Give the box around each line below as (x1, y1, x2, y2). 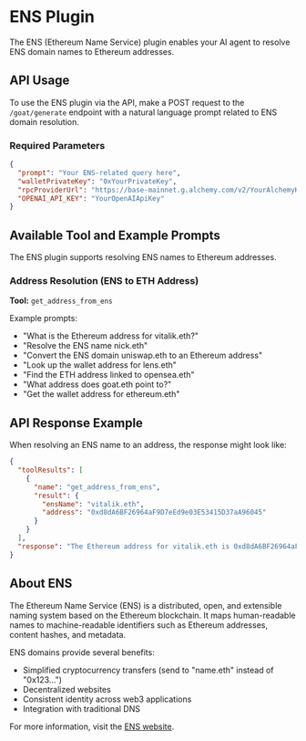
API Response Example (9, 415, 144, 431)
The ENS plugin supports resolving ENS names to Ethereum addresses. (9, 252, 277, 263)
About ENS (9, 576, 73, 591)
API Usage (9, 73, 70, 89)
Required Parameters (9, 139, 106, 151)
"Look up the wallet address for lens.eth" (22, 360, 178, 370)
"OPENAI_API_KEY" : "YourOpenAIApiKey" (17, 193, 166, 203)
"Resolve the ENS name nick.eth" (22, 340, 148, 351)
